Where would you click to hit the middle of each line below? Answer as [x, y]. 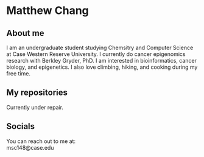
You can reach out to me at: [41, 141]
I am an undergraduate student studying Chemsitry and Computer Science [100, 47]
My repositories [37, 93]
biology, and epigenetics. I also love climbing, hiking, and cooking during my [102, 67]
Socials [21, 126]
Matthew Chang [48, 11]
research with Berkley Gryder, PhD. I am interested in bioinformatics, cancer [101, 61]
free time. [18, 73]
